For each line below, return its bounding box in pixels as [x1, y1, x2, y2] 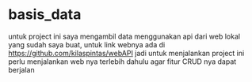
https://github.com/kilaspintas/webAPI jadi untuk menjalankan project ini [8, 48, 245, 58]
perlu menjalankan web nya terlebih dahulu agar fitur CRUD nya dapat [8, 57, 237, 66]
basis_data [8, 6, 82, 24]
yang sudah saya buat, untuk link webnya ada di [8, 39, 166, 49]
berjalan [8, 65, 35, 74]
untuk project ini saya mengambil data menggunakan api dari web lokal [8, 32, 240, 41]
